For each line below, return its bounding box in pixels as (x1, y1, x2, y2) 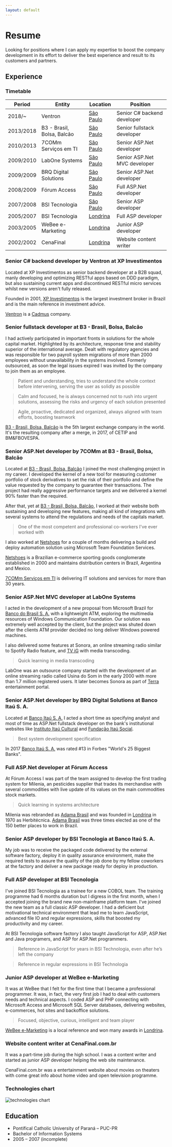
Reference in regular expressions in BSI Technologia (17, 961, 128, 967)
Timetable (5, 88, 32, 95)
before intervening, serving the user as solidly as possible (17, 383, 140, 390)
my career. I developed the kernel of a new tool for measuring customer (5, 471, 157, 477)
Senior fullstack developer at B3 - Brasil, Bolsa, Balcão (5, 323, 143, 331)
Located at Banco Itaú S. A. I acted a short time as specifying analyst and (5, 714, 160, 721)
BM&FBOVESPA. (5, 435, 40, 441)
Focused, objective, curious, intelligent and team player (17, 1017, 135, 1023)
